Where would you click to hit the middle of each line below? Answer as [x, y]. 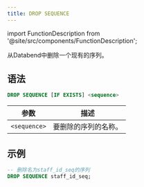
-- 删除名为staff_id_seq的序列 [48, 170]
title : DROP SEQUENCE [38, 14]
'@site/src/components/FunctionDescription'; [72, 41]
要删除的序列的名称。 [88, 127]
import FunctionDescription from [54, 33]
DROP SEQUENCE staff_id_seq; [49, 177]
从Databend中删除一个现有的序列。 [58, 55]
